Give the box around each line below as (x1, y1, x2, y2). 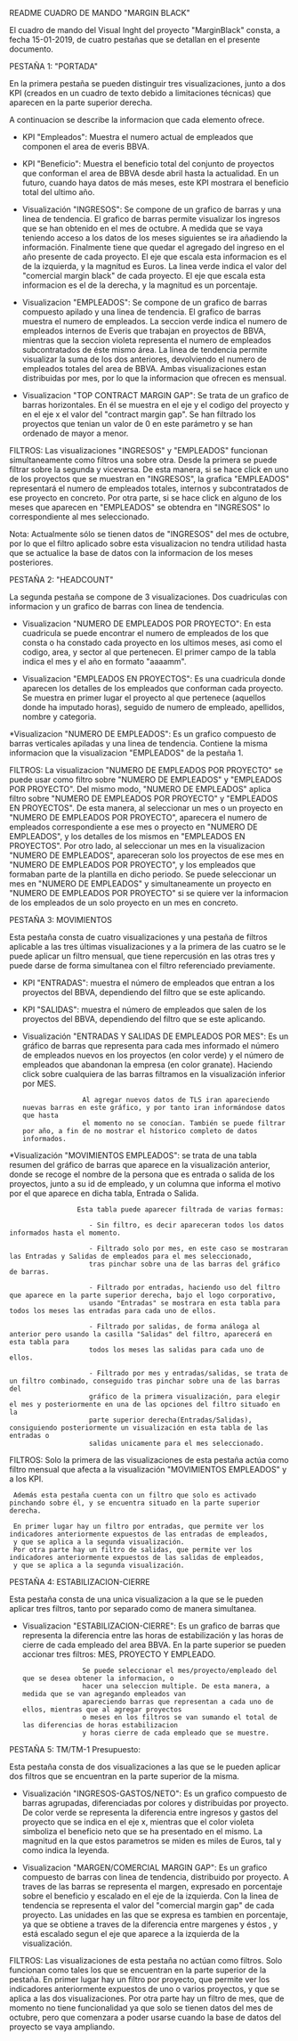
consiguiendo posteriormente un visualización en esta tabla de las (9, 1424, 269, 1433)
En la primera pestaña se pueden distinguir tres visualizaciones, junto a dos (9, 78, 286, 88)
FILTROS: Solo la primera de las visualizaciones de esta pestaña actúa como (9, 1455, 289, 1465)
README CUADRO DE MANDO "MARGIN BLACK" (9, 8, 190, 18)
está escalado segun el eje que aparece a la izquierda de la (21, 1929, 240, 1939)
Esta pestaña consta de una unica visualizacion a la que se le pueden (9, 1594, 264, 1604)
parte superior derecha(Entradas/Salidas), (88, 1416, 253, 1425)
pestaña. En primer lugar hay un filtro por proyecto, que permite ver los (9, 1974, 270, 1985)
